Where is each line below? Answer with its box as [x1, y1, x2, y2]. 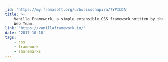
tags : [5, 35, 16, 40]
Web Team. [14, 21, 35, 26]
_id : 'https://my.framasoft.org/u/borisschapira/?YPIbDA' [5, 7, 128, 12]
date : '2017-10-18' [5, 30, 46, 35]
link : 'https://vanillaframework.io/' [5, 26, 86, 31]
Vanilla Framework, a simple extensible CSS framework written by [14, 16, 155, 21]
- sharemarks [14, 49, 41, 54]
